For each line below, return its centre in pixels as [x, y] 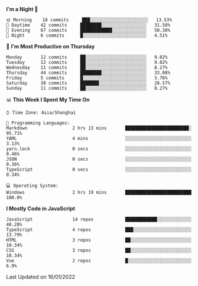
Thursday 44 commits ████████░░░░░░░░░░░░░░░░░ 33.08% [88, 73]
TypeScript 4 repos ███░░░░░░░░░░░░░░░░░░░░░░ [99, 230]
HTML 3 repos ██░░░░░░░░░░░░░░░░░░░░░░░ [99, 240]
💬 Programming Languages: [38, 123]
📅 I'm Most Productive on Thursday [51, 46]
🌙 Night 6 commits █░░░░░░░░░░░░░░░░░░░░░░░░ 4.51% [87, 35]
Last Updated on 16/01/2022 [41, 277]
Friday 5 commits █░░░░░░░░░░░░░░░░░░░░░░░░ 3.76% [87, 78]
